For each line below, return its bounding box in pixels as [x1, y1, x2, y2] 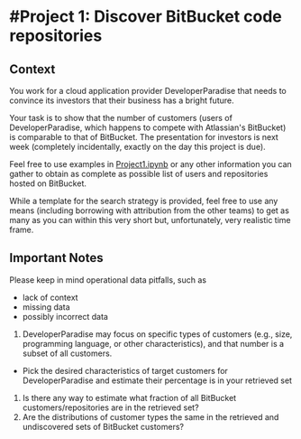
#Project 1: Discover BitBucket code [9, 6, 282, 27]
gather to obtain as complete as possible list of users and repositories [9, 169, 269, 179]
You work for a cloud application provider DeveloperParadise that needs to [9, 86, 287, 96]
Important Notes [9, 250, 104, 266]
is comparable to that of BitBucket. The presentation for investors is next [9, 132, 279, 142]
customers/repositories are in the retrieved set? [22, 402, 200, 413]
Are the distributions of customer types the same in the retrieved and [22, 411, 279, 422]
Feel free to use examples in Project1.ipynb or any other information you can [9, 159, 293, 169]
